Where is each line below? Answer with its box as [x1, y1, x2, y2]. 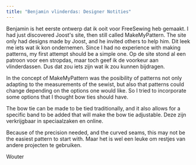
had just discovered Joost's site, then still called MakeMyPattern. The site [6, 31, 186, 39]
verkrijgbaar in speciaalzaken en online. [6, 117, 104, 125]
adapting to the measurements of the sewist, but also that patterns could [6, 81, 184, 88]
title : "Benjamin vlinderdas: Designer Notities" [6, 8, 132, 15]
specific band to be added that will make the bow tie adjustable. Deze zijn [6, 111, 186, 118]
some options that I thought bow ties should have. [6, 93, 129, 100]
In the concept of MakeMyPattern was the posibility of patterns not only [6, 74, 182, 81]
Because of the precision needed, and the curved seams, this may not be [6, 129, 186, 136]
